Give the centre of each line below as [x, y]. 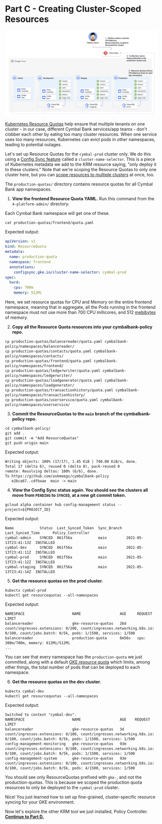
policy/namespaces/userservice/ [37, 405]
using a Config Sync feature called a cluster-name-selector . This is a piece [80, 159]
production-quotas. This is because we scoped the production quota [74, 782]
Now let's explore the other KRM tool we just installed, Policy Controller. [76, 812]
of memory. [16, 317]
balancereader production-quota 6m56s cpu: [75, 638]
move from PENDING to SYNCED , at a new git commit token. [69, 495]
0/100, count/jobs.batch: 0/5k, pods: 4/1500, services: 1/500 [70, 768]
